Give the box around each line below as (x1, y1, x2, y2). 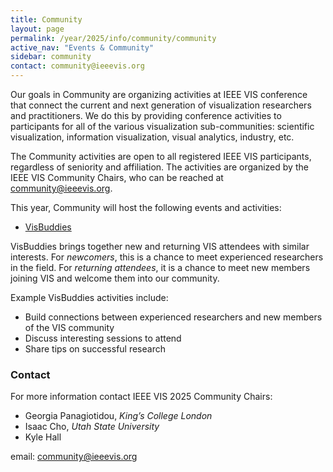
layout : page (10, 24, 65, 34)
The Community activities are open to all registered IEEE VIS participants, (10, 151, 312, 162)
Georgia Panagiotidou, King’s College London (24, 410, 213, 422)
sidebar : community (10, 52, 92, 62)
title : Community (10, 14, 83, 25)
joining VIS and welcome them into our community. (10, 272, 220, 284)
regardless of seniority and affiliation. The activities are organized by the (10, 161, 309, 173)
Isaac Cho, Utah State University (24, 421, 160, 433)
